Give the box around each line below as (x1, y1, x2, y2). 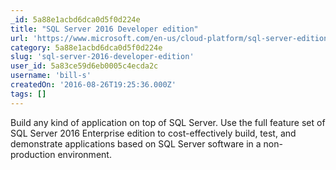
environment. (57, 148, 112, 160)
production (10, 148, 56, 160)
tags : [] (10, 89, 47, 99)
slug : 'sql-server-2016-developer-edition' (10, 52, 195, 62)
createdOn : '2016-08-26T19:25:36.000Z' (10, 80, 177, 90)
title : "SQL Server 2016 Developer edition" (10, 24, 199, 34)
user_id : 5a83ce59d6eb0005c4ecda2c (10, 61, 159, 71)
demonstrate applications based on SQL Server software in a (10, 137, 262, 150)
